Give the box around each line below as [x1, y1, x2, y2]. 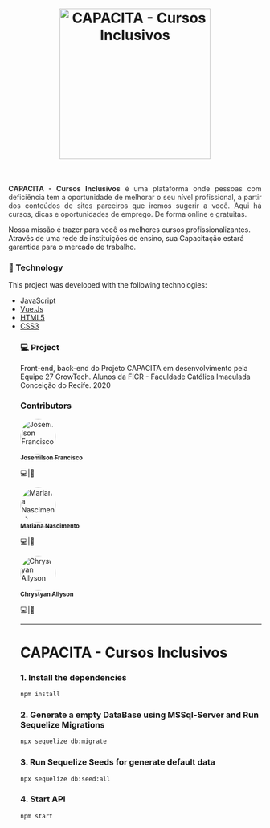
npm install [19, 691, 60, 699]
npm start [19, 812, 54, 820]
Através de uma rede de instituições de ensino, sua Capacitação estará [8, 233, 244, 243]
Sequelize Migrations [19, 720, 105, 731]
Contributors [19, 400, 72, 411]
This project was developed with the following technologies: [8, 280, 207, 290]
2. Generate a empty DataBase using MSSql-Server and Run [19, 709, 260, 720]
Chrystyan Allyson [19, 590, 74, 598]
